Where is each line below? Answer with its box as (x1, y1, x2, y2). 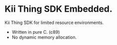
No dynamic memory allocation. (11, 34, 77, 40)
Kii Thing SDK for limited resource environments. (4, 20, 104, 25)
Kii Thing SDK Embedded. (4, 3, 113, 15)
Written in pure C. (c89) (11, 29, 60, 35)
